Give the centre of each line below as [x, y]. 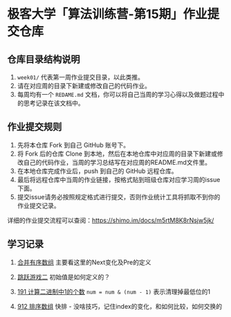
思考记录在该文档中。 [54, 103]
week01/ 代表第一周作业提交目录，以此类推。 [80, 77]
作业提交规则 [35, 127]
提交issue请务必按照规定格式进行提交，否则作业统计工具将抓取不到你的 [119, 197]
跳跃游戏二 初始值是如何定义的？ [64, 277]
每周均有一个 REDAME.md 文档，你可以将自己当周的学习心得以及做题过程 [118, 94]
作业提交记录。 [38, 206]
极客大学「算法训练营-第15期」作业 [107, 14]
